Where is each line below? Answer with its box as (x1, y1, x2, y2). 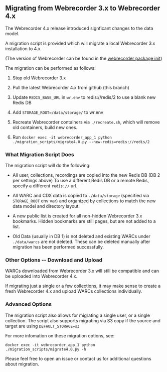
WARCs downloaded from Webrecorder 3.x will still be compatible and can (5, 268, 159, 274)
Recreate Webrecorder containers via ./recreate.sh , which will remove (12, 119, 160, 125)
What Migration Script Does (5, 151, 74, 158)
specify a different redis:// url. (12, 183, 78, 189)
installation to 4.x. (5, 45, 42, 52)
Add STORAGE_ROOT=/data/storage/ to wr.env (12, 109, 104, 115)
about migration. (5, 361, 39, 367)
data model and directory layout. (12, 203, 80, 209)
